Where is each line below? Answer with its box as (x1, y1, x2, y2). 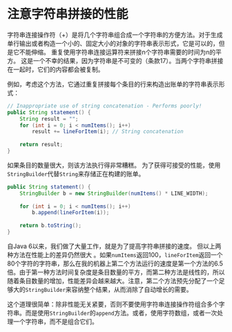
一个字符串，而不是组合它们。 (12, 317, 98, 326)
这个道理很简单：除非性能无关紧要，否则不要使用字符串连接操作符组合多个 (7, 299, 219, 308)
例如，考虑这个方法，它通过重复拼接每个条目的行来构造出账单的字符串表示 (7, 80, 219, 88)
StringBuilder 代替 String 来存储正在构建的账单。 (7, 169, 145, 177)
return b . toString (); (19, 222, 81, 229)
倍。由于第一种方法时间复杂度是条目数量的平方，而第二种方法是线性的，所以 (7, 268, 225, 276)
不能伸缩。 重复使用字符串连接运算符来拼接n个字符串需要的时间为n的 (19, 48, 216, 56)
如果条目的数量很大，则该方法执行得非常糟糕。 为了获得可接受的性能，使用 (7, 161, 221, 169)
